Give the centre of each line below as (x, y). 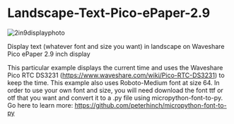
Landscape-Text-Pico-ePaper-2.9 (109, 13)
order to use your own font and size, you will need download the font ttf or (116, 90)
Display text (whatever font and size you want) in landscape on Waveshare (116, 46)
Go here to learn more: (40, 105)
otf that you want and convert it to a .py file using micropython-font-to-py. (115, 98)
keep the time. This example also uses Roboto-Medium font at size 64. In (114, 82)
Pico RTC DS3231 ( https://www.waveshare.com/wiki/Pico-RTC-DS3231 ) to (116, 75)
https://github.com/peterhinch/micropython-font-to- (151, 105)
